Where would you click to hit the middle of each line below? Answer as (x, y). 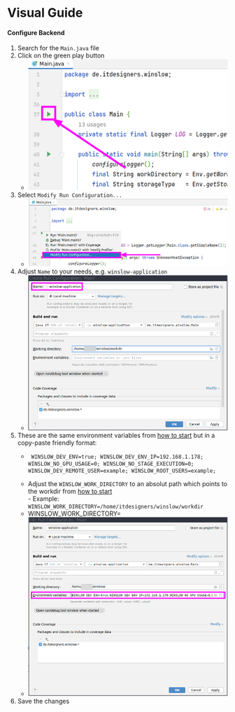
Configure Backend (36, 32)
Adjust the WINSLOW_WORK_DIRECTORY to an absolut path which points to (127, 484)
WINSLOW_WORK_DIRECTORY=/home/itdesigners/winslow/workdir (116, 507)
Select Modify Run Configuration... (70, 195)
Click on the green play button (61, 56)
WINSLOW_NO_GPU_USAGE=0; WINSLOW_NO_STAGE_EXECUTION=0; (111, 464)
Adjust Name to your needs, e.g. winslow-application (92, 271)
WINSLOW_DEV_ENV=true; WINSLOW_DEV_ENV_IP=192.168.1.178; (117, 457)
